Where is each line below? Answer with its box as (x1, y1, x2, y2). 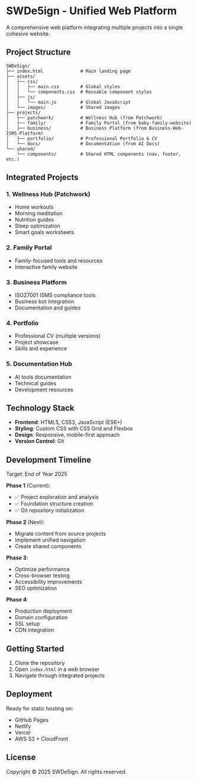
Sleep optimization (14, 222, 60, 229)
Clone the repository (14, 660, 65, 667)
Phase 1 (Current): (6, 482, 51, 489)
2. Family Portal (6, 244, 52, 252)
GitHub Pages (14, 716, 49, 724)
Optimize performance (14, 566, 70, 573)
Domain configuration (14, 614, 68, 621)
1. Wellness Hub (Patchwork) (6, 190, 91, 199)
